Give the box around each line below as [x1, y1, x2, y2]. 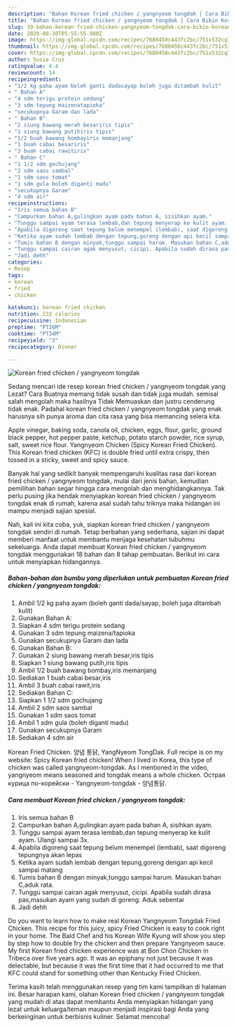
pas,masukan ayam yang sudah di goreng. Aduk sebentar [18, 896, 185, 904]
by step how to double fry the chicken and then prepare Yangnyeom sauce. [8, 939, 226, 948]
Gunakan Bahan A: [18, 614, 72, 622]
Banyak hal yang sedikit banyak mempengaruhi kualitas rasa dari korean [8, 469, 216, 478]
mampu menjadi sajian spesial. [8, 507, 97, 515]
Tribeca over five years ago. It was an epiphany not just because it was [8, 954, 214, 963]
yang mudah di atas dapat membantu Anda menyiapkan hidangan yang [8, 998, 214, 1006]
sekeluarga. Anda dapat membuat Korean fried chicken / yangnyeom [8, 543, 207, 551]
